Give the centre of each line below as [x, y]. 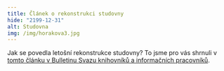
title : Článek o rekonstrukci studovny [66, 14]
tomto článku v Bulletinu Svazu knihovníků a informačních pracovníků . [109, 61]
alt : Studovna [28, 26]
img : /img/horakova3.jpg [44, 33]
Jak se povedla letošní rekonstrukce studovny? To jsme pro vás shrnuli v [112, 53]
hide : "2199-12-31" [36, 20]
